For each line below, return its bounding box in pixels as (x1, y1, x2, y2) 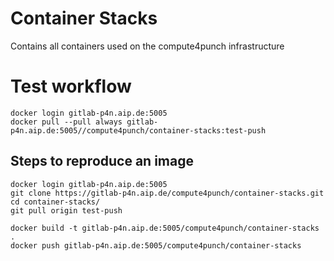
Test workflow (10, 75, 132, 98)
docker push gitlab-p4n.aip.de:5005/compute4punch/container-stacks (10, 240, 302, 251)
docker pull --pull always (10, 117, 123, 127)
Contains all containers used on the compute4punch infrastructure (10, 40, 285, 52)
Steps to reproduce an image (10, 153, 194, 170)
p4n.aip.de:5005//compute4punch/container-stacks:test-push (10, 125, 267, 136)
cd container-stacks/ (10, 197, 101, 207)
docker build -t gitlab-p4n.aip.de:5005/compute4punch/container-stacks (10, 223, 320, 233)
